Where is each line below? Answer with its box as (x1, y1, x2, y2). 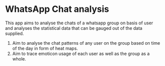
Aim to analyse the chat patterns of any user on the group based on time (12, 40, 161, 46)
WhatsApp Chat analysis (5, 3, 110, 15)
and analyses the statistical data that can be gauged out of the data (5, 25, 142, 31)
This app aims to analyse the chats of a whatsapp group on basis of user (5, 20, 153, 26)
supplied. (5, 30, 24, 36)
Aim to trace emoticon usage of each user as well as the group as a (12, 51, 150, 57)
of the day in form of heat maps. (12, 45, 78, 51)
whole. (12, 56, 26, 62)
